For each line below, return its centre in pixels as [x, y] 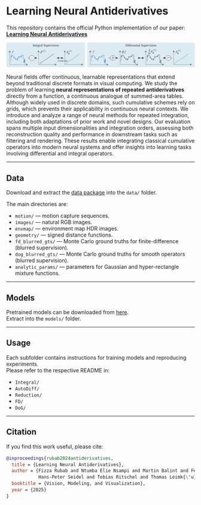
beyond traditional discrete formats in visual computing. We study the [92, 83]
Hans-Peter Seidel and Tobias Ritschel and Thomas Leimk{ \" [115, 477]
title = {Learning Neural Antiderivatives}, [68, 464]
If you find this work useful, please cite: [55, 446]
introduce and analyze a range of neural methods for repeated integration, [98, 115]
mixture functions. [37, 273]
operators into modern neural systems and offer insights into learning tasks [99, 147]
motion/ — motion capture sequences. [62, 216]
